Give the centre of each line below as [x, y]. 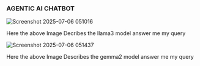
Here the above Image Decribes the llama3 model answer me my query [96, 33]
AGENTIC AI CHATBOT [41, 8]
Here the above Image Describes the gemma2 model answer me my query [100, 57]
